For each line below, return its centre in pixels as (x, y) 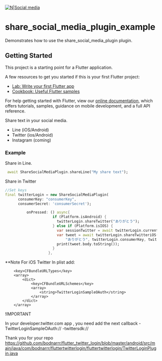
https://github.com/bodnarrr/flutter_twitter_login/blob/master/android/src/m (80, 343)
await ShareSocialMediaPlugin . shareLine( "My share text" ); (68, 172)
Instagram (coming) (32, 140)
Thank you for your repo (29, 338)
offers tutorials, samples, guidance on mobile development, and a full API (78, 106)
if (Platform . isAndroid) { (80, 217)
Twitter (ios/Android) (33, 135)
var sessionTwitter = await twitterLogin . (100, 230)
